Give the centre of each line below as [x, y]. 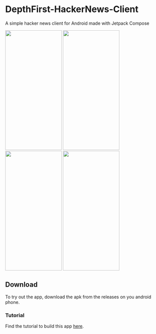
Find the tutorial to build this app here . [45, 326]
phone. [13, 302]
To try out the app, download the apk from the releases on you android [78, 297]
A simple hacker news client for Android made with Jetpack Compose [77, 23]
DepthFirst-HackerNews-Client [72, 9]
